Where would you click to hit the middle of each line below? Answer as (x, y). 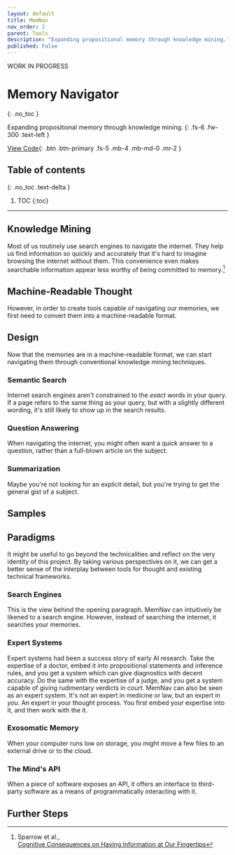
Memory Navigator (63, 94)
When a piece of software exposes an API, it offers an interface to (102, 784)
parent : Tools (28, 33)
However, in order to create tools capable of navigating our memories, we (113, 308)
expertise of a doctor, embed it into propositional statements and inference (115, 666)
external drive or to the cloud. (50, 750)
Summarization (34, 469)
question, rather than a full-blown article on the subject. (87, 451)
